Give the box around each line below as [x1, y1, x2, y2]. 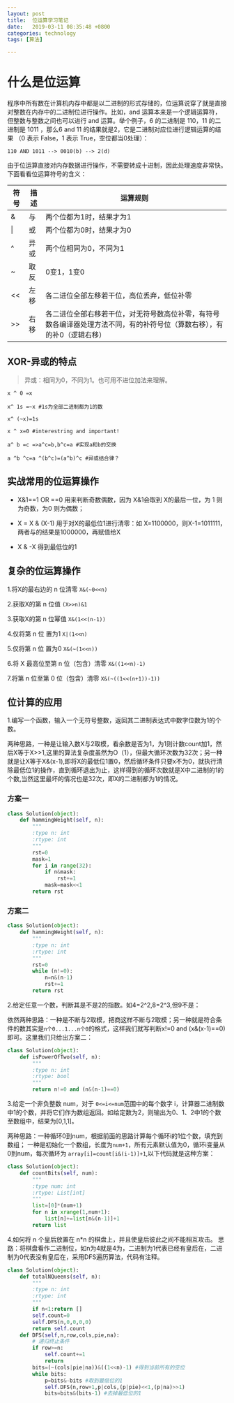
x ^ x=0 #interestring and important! [7, 428, 120, 435]
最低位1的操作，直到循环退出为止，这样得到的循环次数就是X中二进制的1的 [13, 766, 224, 774]
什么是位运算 [7, 75, 81, 91]
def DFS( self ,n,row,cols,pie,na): [19, 1332, 120, 1339]
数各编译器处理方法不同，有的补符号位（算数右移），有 [45, 319, 224, 329]
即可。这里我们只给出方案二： [7, 1033, 93, 1041]
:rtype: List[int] [32, 1189, 86, 1196]
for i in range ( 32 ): [32, 862, 92, 869]
